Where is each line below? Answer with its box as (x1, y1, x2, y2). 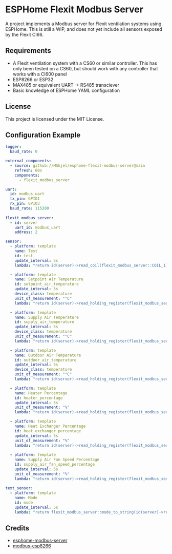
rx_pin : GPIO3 (10, 201, 40, 206)
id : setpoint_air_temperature (14, 281, 79, 287)
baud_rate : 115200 (10, 206, 50, 211)
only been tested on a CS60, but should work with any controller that (12, 65, 158, 71)
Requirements (5, 46, 51, 55)
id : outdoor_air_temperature (14, 357, 77, 362)
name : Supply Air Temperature (14, 315, 79, 320)
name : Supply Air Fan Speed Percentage (14, 457, 100, 463)
